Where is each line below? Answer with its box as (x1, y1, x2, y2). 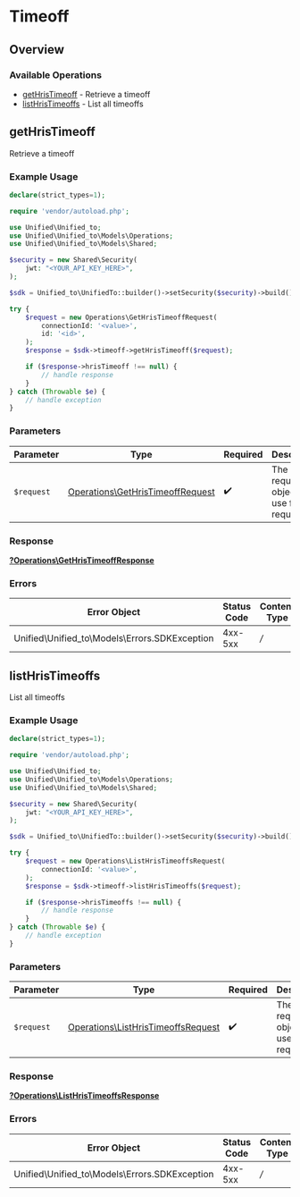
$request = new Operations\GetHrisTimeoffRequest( (25, 313, 218, 322)
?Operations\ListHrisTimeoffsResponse (9, 1091, 160, 1101)
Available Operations (9, 69, 103, 81)
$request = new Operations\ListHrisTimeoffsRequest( (25, 856, 226, 866)
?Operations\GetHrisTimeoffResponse (9, 554, 154, 565)
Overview (9, 42, 65, 57)
